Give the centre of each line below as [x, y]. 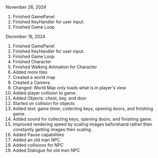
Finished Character [32, 62]
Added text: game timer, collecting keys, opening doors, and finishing [83, 108]
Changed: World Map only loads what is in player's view [69, 88]
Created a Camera [31, 82]
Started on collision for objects [44, 103]
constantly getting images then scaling [52, 129]
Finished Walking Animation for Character [55, 67]
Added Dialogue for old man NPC [46, 150]
